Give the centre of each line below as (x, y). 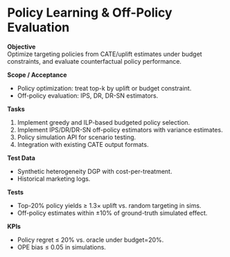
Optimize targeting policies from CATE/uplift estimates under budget (105, 54)
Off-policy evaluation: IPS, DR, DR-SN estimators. (88, 96)
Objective (21, 46)
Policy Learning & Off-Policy (90, 13)
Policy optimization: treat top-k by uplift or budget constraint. (104, 88)
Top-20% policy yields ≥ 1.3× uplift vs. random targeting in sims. (109, 205)
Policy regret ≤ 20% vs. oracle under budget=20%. (90, 240)
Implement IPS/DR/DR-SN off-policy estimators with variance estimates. (120, 130)
